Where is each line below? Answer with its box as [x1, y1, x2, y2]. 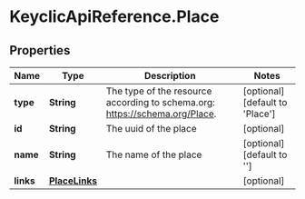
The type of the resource [105, 85, 212, 97]
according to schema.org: [105, 96, 216, 108]
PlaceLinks [48, 174, 98, 187]
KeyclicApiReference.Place [9, 6, 220, 27]
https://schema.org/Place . [105, 107, 217, 120]
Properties [9, 43, 71, 58]
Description [143, 70, 197, 82]
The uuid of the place [105, 123, 197, 134]
